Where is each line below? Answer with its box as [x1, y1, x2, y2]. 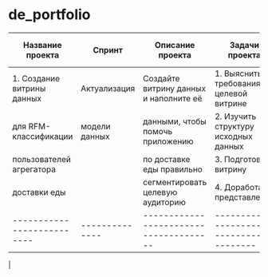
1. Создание [12, 73, 61, 84]
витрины [12, 82, 46, 93]
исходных [214, 130, 253, 141]
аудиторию [142, 196, 186, 208]
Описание [154, 39, 195, 50]
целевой [214, 88, 248, 99]
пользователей [12, 153, 72, 164]
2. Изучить [214, 110, 257, 121]
